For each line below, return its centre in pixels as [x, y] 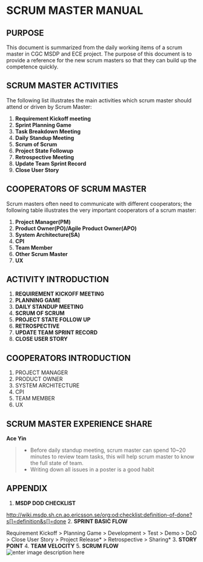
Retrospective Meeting [45, 157]
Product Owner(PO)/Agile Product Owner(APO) [76, 228]
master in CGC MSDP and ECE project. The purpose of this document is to [99, 54]
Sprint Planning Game [43, 125]
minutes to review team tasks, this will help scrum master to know [112, 457]
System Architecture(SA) [48, 234]
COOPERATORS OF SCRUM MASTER [76, 189]
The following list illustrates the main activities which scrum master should [99, 100]
